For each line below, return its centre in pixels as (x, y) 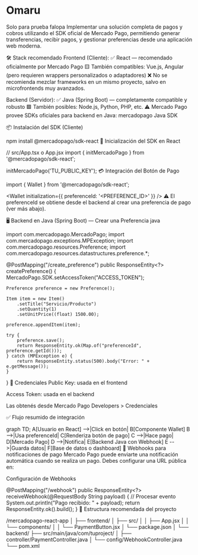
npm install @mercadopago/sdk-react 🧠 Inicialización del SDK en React (93, 141)
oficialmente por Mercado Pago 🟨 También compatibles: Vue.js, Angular (95, 67)
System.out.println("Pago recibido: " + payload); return (73, 503)
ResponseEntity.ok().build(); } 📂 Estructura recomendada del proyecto (91, 509)
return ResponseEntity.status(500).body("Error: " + (83, 361)
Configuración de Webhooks (41, 478)
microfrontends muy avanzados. (46, 88)
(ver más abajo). (26, 208)
